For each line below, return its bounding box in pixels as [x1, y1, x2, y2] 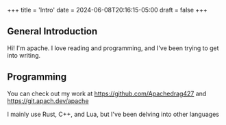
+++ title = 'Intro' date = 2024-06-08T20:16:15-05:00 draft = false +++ [7, 6, 208, 14]
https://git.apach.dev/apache [7, 96, 89, 105]
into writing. [7, 51, 41, 59]
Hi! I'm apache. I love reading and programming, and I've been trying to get [7, 44, 219, 52]
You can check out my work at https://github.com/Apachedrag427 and [7, 89, 207, 98]
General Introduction [7, 25, 98, 37]
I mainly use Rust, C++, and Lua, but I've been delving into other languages [7, 110, 219, 118]
